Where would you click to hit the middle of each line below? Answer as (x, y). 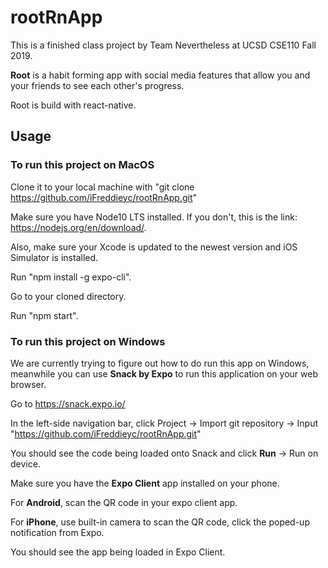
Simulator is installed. (54, 257)
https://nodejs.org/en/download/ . (78, 227)
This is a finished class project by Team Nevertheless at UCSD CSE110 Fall (163, 45)
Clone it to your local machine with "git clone (102, 187)
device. (25, 463)
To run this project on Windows (88, 341)
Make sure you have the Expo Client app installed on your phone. (145, 483)
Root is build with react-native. (73, 105)
